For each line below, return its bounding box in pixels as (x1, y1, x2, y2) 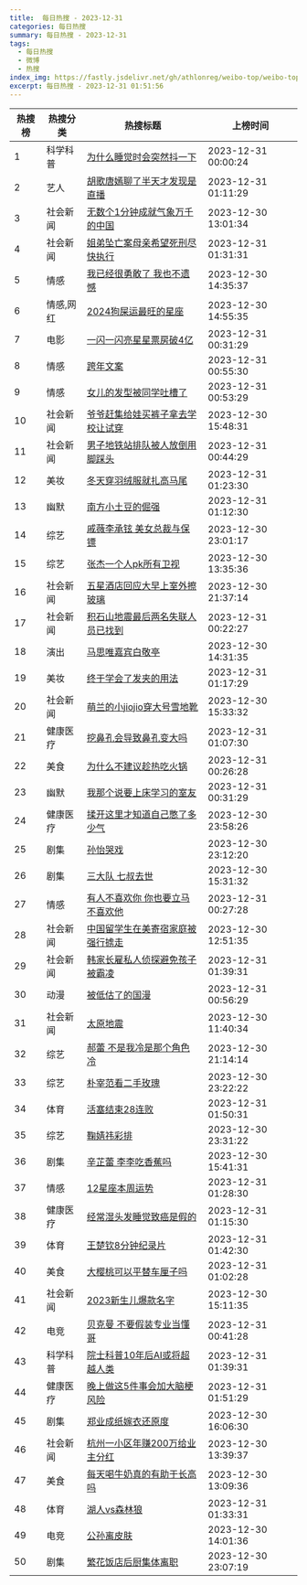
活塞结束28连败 (86, 1103, 154, 1116)
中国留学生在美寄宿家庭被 (86, 922, 197, 935)
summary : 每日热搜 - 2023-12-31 (9, 30, 128, 39)
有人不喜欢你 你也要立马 (86, 891, 190, 904)
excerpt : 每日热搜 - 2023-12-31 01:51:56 (9, 81, 164, 91)
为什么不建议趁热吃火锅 (86, 760, 188, 773)
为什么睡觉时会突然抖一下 (86, 150, 197, 163)
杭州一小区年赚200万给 (86, 1437, 187, 1450)
